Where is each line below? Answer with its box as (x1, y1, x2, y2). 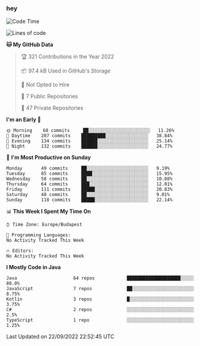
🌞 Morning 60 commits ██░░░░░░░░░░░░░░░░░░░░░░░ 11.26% (6, 128, 175, 134)
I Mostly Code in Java (6, 264, 61, 271)
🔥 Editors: (6, 248, 34, 254)
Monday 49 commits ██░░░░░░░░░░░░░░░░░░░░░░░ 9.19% (6, 166, 170, 172)
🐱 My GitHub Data (6, 41, 54, 49)
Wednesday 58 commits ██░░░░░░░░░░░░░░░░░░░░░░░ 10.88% (6, 176, 172, 182)
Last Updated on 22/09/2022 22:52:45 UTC (6, 333, 115, 340)
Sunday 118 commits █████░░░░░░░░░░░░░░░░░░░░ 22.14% (6, 197, 172, 203)
